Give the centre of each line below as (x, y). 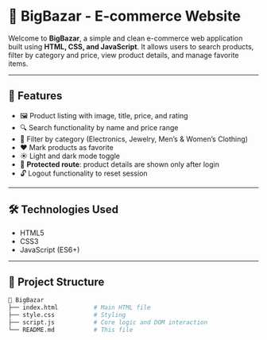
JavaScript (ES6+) (50, 249)
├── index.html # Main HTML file (79, 308)
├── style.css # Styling (67, 315)
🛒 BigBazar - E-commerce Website (124, 16)
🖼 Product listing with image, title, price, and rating (104, 115)
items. (18, 64)
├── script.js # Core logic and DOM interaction (108, 323)
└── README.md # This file (71, 330)
